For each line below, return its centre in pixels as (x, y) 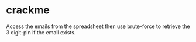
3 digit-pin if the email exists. (41, 32)
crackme (28, 10)
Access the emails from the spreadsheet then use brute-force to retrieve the (98, 26)
